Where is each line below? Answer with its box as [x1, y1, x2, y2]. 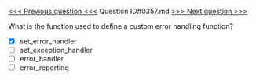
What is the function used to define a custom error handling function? [8, 22, 234, 30]
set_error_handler [19, 37, 77, 46]
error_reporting [19, 63, 69, 72]
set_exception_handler [19, 46, 93, 55]
